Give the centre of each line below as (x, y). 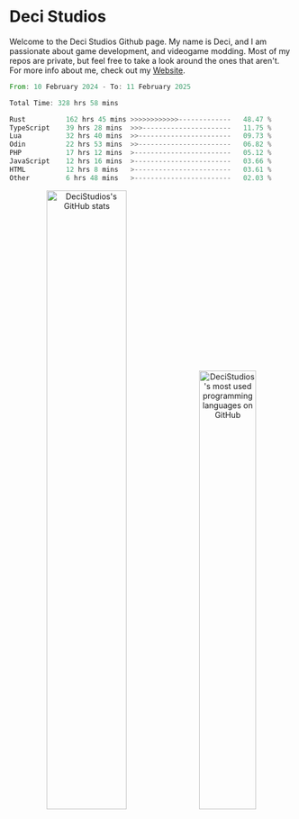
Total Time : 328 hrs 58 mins (64, 103)
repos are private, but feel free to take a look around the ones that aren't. (145, 60)
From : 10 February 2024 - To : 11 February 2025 (100, 86)
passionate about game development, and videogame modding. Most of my (150, 50)
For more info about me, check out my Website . (98, 70)
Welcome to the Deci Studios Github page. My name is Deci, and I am (138, 41)
